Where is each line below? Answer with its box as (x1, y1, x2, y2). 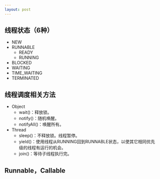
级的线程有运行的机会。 (18, 145, 66, 150)
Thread (11, 127, 26, 133)
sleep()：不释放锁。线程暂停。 (18, 133, 80, 138)
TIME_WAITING (11, 70, 43, 76)
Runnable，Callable (4, 166, 66, 175)
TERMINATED (11, 75, 39, 81)
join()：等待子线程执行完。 (18, 151, 72, 157)
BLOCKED (11, 60, 32, 66)
